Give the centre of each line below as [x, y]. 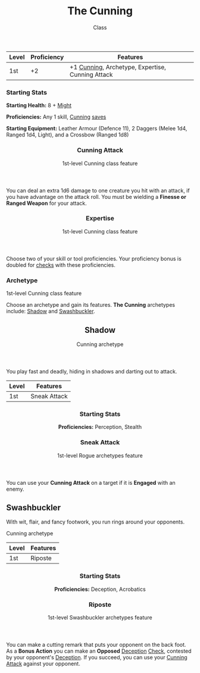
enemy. [15, 489]
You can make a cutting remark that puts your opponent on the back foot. [96, 644]
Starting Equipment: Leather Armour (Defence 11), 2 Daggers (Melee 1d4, [97, 129]
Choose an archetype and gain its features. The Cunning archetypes [91, 305]
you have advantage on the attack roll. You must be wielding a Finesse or [96, 197]
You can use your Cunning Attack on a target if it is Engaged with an [91, 482]
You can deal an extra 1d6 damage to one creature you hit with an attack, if [98, 190]
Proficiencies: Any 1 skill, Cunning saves [56, 117]
